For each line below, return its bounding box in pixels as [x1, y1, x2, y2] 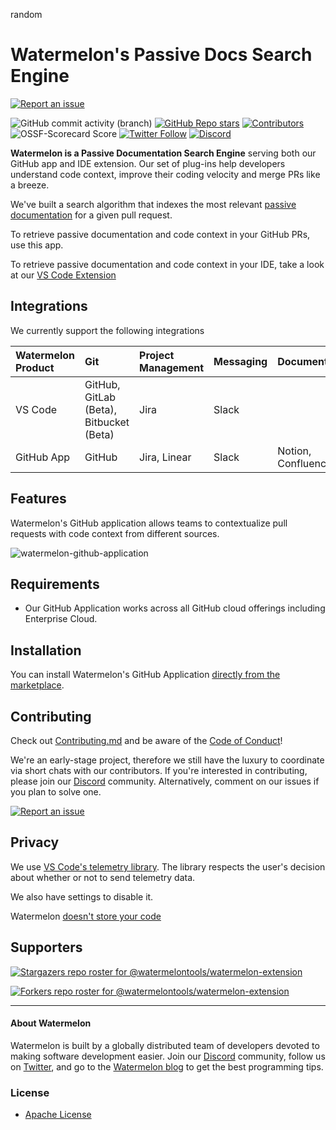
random [10, 9, 43, 20]
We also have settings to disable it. [10, 890, 154, 903]
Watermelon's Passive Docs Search [10, 44, 313, 66]
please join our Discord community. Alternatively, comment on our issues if [10, 775, 320, 787]
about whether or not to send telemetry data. [10, 871, 196, 883]
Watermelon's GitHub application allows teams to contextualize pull [10, 517, 288, 529]
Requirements [10, 575, 100, 593]
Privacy [10, 834, 60, 851]
